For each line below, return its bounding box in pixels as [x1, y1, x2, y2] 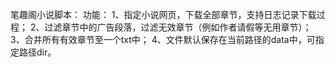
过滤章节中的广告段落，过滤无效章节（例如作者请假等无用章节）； [44, 21, 312, 33]
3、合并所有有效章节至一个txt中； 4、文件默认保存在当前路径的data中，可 [10, 34, 316, 45]
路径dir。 [18, 46, 57, 58]
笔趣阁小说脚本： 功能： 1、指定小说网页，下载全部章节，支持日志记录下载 [10, 9, 317, 20]
